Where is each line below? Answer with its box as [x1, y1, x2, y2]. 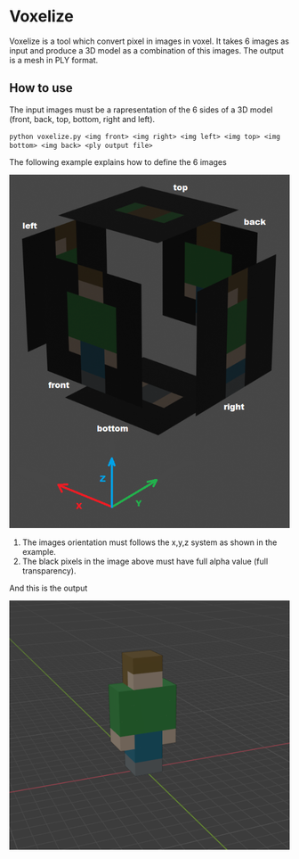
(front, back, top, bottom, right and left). [9, 113, 156, 124]
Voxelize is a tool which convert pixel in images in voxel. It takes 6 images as [9, 36, 289, 46]
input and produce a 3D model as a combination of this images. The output [9, 45, 284, 55]
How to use [9, 80, 73, 95]
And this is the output [9, 582, 88, 593]
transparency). [21, 565, 77, 576]
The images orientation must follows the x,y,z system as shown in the [21, 537, 278, 548]
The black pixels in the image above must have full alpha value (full [21, 556, 269, 566]
